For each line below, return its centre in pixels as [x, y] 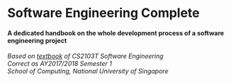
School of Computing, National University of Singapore [88, 71]
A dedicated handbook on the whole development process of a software [116, 33]
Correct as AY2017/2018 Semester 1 [60, 64]
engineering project [37, 40]
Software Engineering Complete [103, 13]
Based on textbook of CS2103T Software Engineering [86, 56]
